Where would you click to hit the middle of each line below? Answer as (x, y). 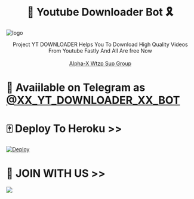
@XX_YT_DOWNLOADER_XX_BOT (93, 100)
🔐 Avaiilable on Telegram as (76, 88)
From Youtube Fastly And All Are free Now (100, 50)
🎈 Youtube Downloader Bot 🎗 (100, 12)
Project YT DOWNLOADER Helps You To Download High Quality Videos (100, 44)
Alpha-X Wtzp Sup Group (100, 63)
